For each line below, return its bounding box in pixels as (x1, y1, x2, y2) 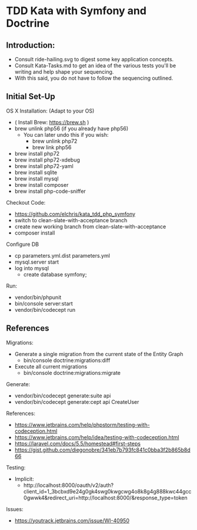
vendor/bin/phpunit (14, 294, 62, 301)
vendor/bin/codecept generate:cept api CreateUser (14, 398, 139, 405)
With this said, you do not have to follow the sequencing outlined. (14, 75, 173, 81)
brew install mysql (14, 175, 59, 182)
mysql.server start (14, 258, 59, 265)
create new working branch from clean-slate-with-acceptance (14, 223, 166, 230)
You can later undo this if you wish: (23, 131, 109, 138)
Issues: (6, 505, 24, 512)
